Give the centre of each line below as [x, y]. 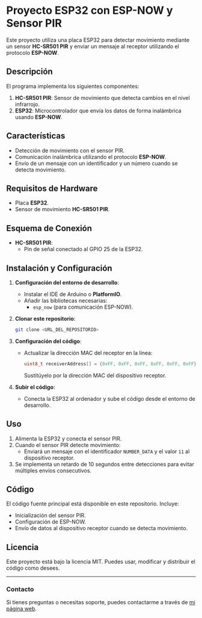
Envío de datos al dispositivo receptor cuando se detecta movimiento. [101, 528]
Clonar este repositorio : [45, 319]
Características [36, 136]
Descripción [29, 72]
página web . [22, 609]
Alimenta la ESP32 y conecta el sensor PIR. [68, 438]
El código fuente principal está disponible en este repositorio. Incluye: [93, 504]
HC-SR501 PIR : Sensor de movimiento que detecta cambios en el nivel [103, 97]
